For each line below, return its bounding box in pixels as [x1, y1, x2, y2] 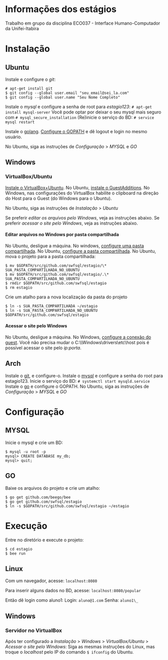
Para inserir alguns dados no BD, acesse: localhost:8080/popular [5, 588, 141, 594]
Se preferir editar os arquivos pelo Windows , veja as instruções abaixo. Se [5, 214, 160, 221]
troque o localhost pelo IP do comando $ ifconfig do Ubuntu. [5, 649, 134, 655]
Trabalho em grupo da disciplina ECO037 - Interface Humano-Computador [5, 20, 160, 26]
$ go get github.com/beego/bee [5, 495, 71, 500]
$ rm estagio [5, 285, 33, 290]
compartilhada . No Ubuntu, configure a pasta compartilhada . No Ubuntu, [5, 248, 156, 254]
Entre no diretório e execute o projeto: [5, 536, 84, 543]
